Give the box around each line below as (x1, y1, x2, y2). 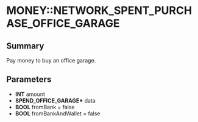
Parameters (6, 74, 52, 85)
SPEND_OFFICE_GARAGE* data (15, 97, 96, 104)
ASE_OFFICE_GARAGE (6, 16, 120, 30)
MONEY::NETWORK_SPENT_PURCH (6, 4, 193, 18)
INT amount (15, 90, 46, 98)
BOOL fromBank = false (15, 103, 75, 110)
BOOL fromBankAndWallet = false (15, 110, 101, 117)
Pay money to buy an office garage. (6, 57, 96, 64)
